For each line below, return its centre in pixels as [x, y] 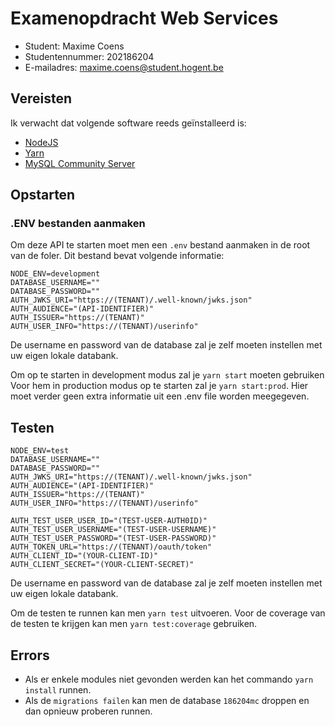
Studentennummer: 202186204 [89, 56]
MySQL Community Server [80, 163]
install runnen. [58, 690]
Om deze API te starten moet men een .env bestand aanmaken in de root [160, 245]
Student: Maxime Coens [74, 46]
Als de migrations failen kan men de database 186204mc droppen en [167, 701]
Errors [30, 655]
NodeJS [41, 142]
